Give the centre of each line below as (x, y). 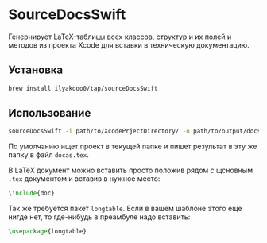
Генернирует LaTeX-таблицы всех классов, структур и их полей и (120, 37)
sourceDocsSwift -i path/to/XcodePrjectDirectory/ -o (99, 131)
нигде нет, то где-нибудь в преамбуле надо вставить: (99, 217)
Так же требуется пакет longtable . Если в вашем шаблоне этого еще (125, 209)
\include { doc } (32, 193)
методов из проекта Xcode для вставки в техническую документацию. (129, 44)
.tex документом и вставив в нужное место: (84, 179)
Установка (36, 70)
